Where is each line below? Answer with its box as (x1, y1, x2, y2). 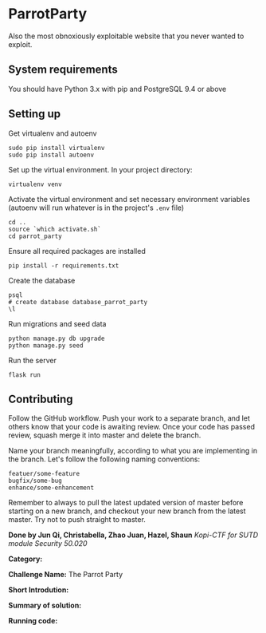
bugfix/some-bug (8, 477, 62, 485)
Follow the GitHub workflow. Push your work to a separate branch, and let (8, 413, 251, 423)
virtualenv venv (8, 180, 62, 188)
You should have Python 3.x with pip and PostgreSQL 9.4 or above (8, 84, 227, 93)
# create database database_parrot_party (8, 298, 148, 306)
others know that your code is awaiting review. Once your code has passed (8, 422, 255, 432)
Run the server (8, 355, 57, 365)
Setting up (8, 107, 61, 121)
